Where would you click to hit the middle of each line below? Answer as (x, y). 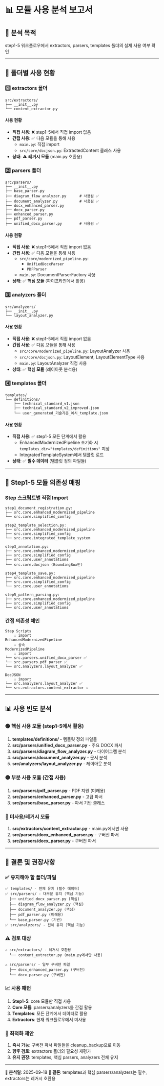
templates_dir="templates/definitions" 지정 (64, 449)
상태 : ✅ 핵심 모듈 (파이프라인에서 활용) (49, 281)
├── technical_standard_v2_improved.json (56, 408)
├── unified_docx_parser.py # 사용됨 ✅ (52, 224)
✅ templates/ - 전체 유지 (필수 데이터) (42, 889)
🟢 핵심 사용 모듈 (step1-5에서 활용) (44, 726)
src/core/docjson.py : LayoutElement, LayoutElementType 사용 (82, 357)
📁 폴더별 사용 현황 (30, 73)
